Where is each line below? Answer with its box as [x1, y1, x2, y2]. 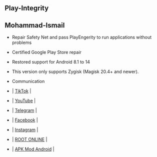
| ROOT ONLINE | [11, 136, 47, 142]
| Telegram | [11, 107, 37, 113]
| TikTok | [11, 88, 31, 94]
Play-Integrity [4, 4, 49, 12]
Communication [11, 78, 45, 84]
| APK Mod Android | [11, 146, 54, 152]
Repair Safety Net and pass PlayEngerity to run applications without [11, 34, 152, 40]
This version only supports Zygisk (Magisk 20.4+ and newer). [11, 68, 139, 74]
